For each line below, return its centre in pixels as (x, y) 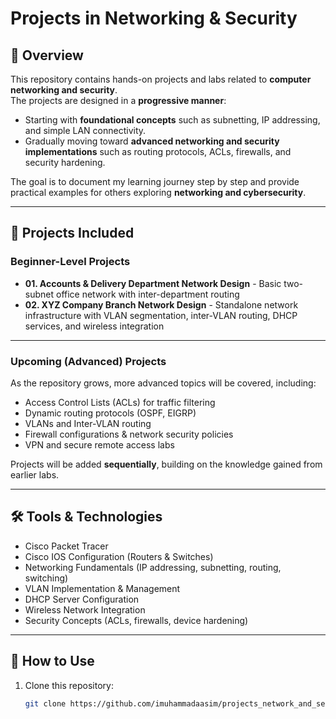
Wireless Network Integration (85, 609)
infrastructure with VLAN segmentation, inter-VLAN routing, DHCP (161, 315)
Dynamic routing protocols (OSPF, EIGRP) (110, 413)
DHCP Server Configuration (82, 599)
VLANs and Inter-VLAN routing (88, 423)
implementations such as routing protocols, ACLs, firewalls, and (158, 151)
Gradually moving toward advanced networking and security (152, 141)
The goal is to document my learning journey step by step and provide (155, 181)
